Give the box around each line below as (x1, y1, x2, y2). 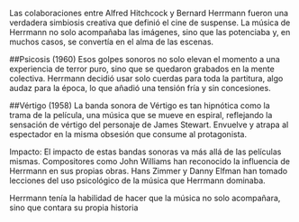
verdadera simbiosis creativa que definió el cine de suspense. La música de (9, 17, 291, 28)
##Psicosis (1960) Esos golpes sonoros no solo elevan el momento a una (9, 54, 281, 64)
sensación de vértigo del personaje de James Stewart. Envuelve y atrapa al (9, 119, 289, 130)
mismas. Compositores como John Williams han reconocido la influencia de (9, 156, 291, 166)
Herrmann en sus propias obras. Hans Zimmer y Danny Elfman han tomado (9, 166, 288, 176)
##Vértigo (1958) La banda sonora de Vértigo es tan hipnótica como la (9, 100, 270, 111)
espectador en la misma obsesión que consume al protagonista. (9, 129, 248, 139)
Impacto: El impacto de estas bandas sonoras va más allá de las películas (9, 146, 282, 157)
